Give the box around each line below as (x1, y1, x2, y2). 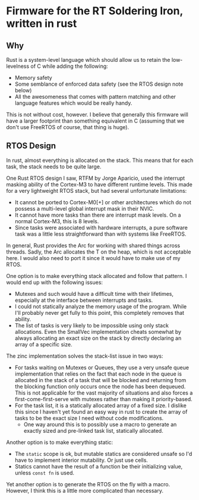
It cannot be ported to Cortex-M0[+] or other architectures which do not (14, 198, 192, 206)
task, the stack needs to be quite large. (6, 162, 102, 170)
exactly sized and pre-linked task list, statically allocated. (23, 427, 163, 434)
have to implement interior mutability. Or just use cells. (14, 457, 149, 464)
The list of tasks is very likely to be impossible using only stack (14, 321, 169, 329)
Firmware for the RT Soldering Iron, (6, 4, 183, 18)
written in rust (6, 17, 77, 30)
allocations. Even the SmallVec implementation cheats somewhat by (14, 328, 182, 335)
